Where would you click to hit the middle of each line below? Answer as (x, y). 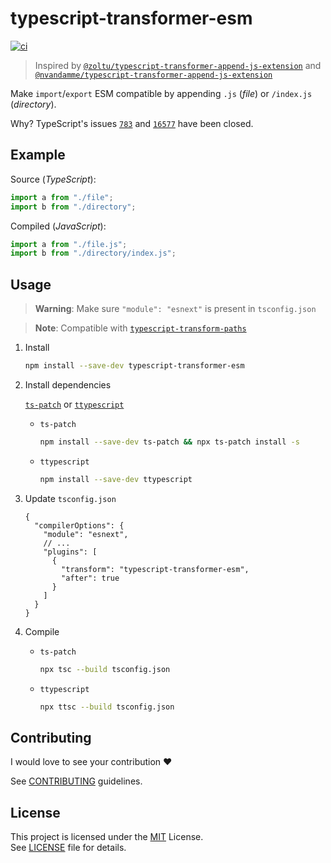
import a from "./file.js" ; (69, 244)
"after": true (90, 578)
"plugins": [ (70, 552)
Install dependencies (68, 384)
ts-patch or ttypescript (74, 404)
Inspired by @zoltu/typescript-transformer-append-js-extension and (178, 65)
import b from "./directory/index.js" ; (93, 253)
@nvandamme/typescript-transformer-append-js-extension (153, 75)
